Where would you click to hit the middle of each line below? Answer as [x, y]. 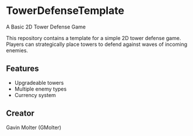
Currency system [35, 95]
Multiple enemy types [41, 89]
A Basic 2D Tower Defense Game [46, 27]
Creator [20, 114]
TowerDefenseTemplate [65, 11]
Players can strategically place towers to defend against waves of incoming [97, 44]
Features [22, 69]
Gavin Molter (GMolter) [34, 127]
